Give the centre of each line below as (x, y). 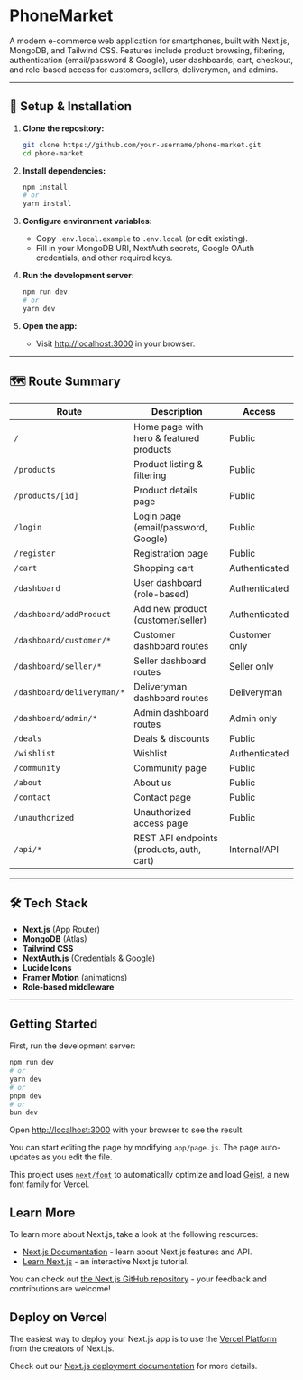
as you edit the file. (77, 1157)
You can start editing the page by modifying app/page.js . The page (134, 1148)
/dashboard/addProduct (62, 614)
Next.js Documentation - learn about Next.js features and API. (137, 1252)
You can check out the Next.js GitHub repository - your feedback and (138, 1279)
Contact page (163, 797)
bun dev (24, 1112)
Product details (166, 490)
